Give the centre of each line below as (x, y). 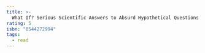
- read (20, 40)
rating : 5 (19, 23)
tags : (13, 35)
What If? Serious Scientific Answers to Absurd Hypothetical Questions (106, 18)
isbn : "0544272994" (31, 29)
